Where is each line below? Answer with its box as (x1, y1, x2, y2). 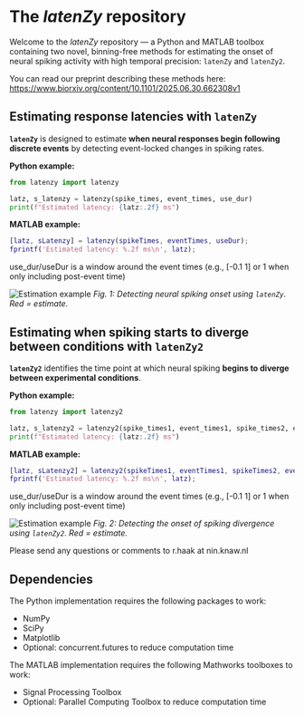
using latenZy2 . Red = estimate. (9, 527, 128, 538)
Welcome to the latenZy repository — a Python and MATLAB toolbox (9, 36, 265, 47)
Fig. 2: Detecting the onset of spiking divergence (93, 518, 275, 529)
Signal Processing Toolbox (22, 687, 122, 698)
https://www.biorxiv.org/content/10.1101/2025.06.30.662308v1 (9, 82, 241, 93)
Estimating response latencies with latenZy (9, 109, 258, 124)
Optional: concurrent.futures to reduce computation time (22, 642, 234, 653)
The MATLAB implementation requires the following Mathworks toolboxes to (9, 660, 293, 671)
